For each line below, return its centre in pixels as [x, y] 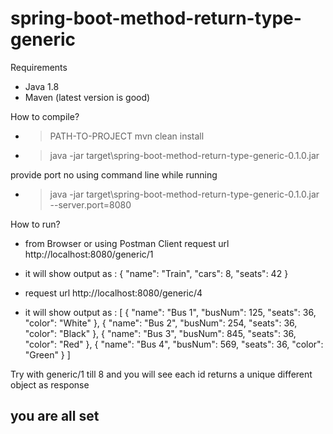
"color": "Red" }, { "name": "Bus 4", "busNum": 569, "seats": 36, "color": [174, 344]
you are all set [55, 416]
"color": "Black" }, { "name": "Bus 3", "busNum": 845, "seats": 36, [160, 333]
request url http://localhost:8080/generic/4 [113, 293]
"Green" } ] [47, 354]
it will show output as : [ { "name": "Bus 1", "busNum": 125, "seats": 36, [170, 312]
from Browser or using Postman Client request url [127, 243]
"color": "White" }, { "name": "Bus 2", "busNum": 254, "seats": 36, [161, 323]
